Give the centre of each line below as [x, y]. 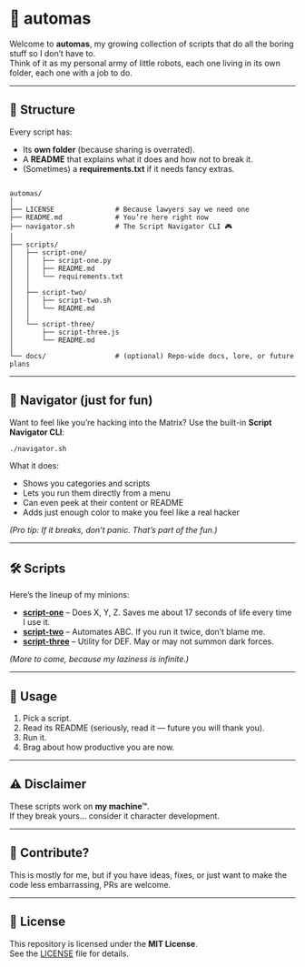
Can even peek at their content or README [103, 503]
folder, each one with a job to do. [71, 73]
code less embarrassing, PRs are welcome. [90, 884]
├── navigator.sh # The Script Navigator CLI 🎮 [121, 227]
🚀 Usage [33, 696]
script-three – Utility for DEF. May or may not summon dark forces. [148, 641]
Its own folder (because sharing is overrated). [108, 149]
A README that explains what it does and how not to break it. [138, 159]
